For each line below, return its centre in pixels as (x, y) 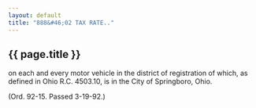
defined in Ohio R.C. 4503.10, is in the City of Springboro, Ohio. (110, 81)
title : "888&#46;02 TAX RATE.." (61, 23)
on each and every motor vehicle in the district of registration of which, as (128, 73)
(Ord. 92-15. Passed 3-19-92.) (57, 97)
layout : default (35, 15)
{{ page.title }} (45, 54)
